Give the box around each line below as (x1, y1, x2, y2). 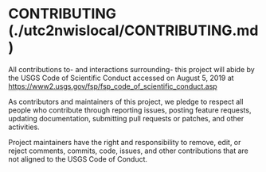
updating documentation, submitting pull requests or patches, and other (8, 113, 244, 123)
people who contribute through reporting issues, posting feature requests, (8, 105, 252, 115)
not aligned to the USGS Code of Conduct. (8, 154, 148, 163)
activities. (8, 122, 40, 132)
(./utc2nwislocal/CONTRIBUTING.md (8, 21, 259, 40)
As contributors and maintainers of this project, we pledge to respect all (8, 97, 244, 106)
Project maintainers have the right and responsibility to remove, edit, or (8, 137, 241, 147)
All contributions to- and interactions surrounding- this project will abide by (8, 64, 255, 74)
